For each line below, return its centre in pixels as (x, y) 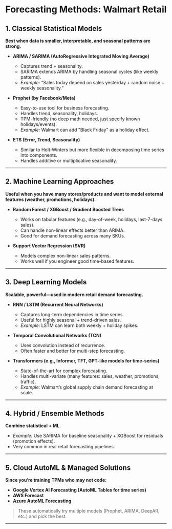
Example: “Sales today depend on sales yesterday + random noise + (92, 83)
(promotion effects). (34, 441)
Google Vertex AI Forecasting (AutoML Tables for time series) (80, 490)
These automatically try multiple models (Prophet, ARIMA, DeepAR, (89, 511)
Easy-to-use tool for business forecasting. (65, 108)
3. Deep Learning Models (46, 282)
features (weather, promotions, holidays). (51, 199)
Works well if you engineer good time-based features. (77, 261)
